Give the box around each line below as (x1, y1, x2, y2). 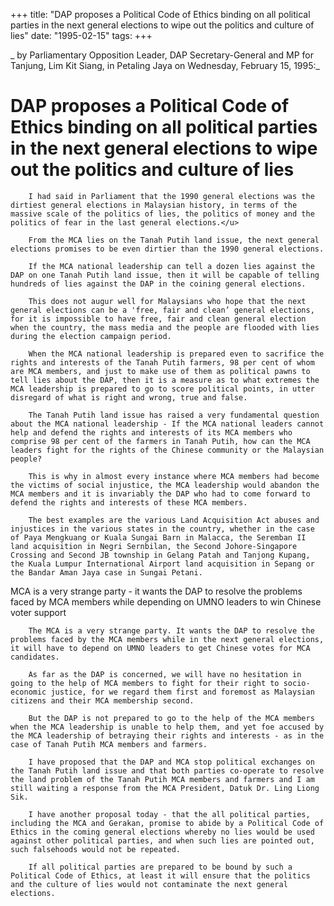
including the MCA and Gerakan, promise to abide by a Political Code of (10, 818, 325, 828)
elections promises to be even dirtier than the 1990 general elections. (10, 244, 325, 254)
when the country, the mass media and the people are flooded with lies (10, 322, 320, 333)
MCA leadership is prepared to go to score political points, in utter (10, 384, 315, 394)
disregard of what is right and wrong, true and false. (10, 392, 248, 403)
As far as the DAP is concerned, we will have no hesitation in (28, 669, 302, 679)
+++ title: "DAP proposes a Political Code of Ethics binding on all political (10, 9, 311, 20)
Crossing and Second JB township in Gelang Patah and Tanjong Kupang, (10, 550, 311, 560)
